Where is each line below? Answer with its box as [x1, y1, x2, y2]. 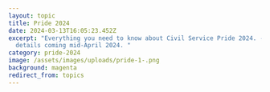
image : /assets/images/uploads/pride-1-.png [8, 57, 160, 65]
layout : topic [8, 11, 56, 20]
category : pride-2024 [8, 49, 81, 57]
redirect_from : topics [8, 71, 84, 79]
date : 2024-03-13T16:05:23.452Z [8, 26, 117, 34]
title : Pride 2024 [8, 19, 70, 27]
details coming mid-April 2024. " [15, 42, 131, 50]
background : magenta [8, 64, 78, 72]
